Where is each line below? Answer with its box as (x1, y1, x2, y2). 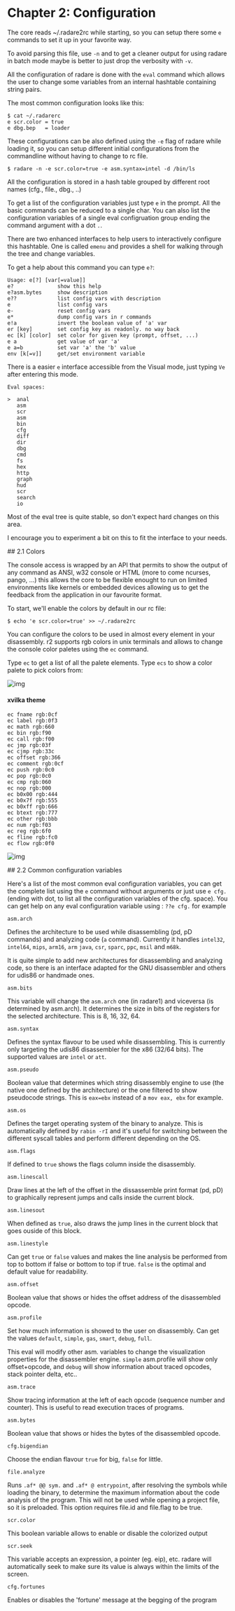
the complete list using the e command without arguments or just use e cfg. (7, 887, 227, 896)
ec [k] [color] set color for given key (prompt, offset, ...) (7, 332, 199, 339)
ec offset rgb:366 (7, 754, 61, 762)
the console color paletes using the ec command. (7, 645, 149, 653)
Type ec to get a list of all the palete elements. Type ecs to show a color (7, 658, 213, 667)
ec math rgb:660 (7, 724, 55, 731)
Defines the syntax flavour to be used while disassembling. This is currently (7, 1038, 225, 1046)
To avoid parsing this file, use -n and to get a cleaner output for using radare (7, 49, 227, 58)
